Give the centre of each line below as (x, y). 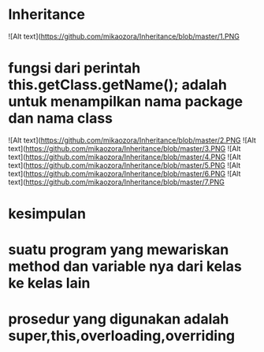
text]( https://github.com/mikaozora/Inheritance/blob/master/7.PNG (116, 182)
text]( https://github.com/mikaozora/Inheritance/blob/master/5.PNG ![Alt (125, 165)
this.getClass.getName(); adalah (117, 85)
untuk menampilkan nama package (125, 102)
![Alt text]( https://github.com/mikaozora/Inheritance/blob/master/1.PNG (124, 36)
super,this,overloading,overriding (122, 336)
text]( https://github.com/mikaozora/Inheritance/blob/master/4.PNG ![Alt (125, 157)
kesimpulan (47, 214)
